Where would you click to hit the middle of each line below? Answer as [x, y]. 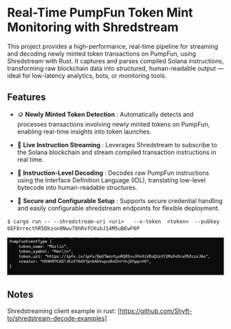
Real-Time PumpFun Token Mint [100, 13]
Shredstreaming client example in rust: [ [64, 311]
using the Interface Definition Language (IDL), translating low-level [111, 180]
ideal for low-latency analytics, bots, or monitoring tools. [87, 75]
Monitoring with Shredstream [93, 27]
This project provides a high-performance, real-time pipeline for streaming [113, 46]
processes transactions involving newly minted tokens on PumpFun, [113, 124]
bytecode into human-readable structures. [77, 187]
